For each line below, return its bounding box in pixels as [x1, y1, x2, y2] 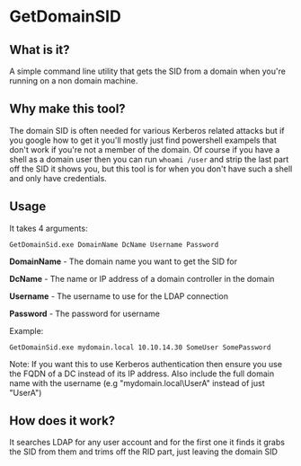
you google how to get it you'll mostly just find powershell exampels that [9, 135, 277, 145]
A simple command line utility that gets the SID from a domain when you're [9, 66, 286, 76]
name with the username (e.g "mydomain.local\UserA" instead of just [9, 377, 265, 388]
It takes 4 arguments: [9, 223, 88, 233]
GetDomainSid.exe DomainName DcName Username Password [9, 240, 219, 249]
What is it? [9, 42, 70, 57]
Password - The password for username [9, 308, 160, 319]
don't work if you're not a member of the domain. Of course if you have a [9, 144, 280, 154]
